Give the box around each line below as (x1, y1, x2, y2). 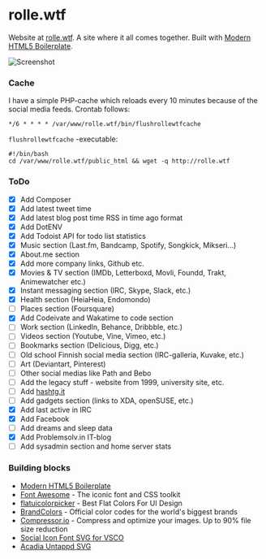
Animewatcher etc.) (19, 277, 87, 287)
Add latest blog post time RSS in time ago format (19, 213, 183, 223)
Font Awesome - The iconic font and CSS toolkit (19, 489, 181, 499)
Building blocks (8, 462, 71, 474)
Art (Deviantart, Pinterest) (19, 359, 106, 369)
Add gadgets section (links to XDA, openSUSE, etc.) (19, 396, 194, 405)
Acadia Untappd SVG (19, 541, 92, 551)
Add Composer (19, 194, 71, 204)
